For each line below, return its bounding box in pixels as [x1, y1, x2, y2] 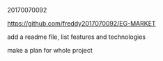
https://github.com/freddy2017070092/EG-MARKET [7, 19, 156, 27]
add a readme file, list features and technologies [7, 33, 146, 41]
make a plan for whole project [7, 46, 93, 54]
